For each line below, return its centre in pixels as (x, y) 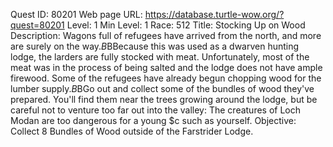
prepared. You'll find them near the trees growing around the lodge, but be (164, 99)
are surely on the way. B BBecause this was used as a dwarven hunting (155, 46)
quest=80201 (37, 25)
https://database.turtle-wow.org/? (214, 14)
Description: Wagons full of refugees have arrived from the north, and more (166, 35)
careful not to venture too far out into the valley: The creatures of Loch (156, 110)
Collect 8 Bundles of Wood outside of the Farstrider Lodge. (132, 131)
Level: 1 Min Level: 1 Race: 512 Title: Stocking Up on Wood (186, 25)
